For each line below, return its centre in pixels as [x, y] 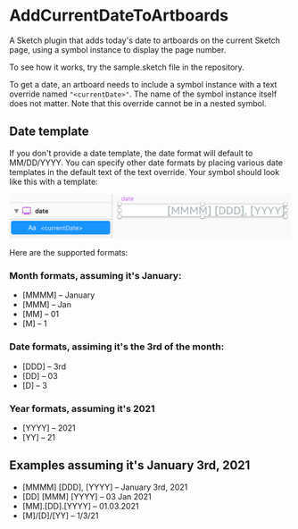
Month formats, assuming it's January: [95, 275]
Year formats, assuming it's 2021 [82, 408]
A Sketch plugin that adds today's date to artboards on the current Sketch [145, 40]
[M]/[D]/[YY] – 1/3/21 [60, 516]
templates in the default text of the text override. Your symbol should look [145, 172]
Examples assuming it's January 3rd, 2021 [130, 466]
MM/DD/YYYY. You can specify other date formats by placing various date [146, 163]
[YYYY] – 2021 [49, 428]
